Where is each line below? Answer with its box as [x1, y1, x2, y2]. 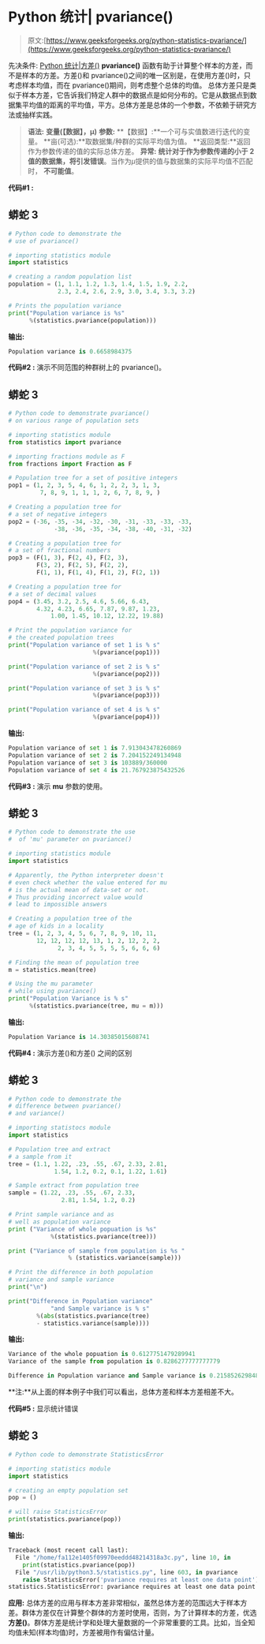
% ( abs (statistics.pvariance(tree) [36, 1312, 150, 1320]
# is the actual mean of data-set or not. [8, 886, 150, 894]
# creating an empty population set [8, 1486, 129, 1494]
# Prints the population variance [8, 301, 122, 309]
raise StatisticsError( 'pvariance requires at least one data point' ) [22, 1575, 259, 1583]
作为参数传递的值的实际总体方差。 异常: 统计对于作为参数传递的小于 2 [27, 146, 255, 155]
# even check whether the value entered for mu [8, 878, 168, 887]
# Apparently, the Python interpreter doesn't [8, 871, 164, 879]
